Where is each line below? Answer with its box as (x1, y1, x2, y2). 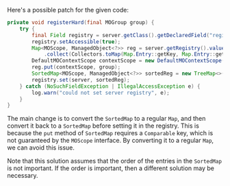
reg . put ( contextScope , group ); (31, 64, 121, 71)
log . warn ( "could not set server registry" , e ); (31, 89, 170, 96)
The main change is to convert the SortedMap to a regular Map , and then (7, 115, 206, 123)
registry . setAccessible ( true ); (31, 38, 121, 45)
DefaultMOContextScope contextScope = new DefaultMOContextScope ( (31, 58, 225, 65)
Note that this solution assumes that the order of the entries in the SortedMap (7, 157, 222, 165)
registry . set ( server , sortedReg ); (31, 76, 130, 83)
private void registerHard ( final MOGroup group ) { (7, 19, 155, 26)
